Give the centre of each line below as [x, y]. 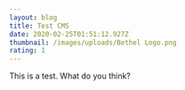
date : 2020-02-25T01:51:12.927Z [69, 34]
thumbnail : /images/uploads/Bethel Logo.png [93, 42]
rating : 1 [28, 51]
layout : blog [33, 17]
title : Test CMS [39, 26]
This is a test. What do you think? [70, 76]
